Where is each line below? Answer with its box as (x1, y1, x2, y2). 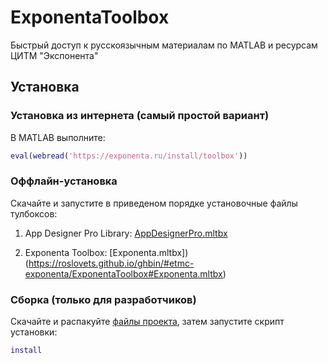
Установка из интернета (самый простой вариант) (10, 109, 270, 123)
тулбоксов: (10, 207, 58, 220)
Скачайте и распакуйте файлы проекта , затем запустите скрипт (10, 316, 285, 328)
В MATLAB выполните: (10, 131, 106, 143)
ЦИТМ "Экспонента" (10, 49, 99, 61)
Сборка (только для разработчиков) (10, 292, 197, 306)
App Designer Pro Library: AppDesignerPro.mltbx (24, 227, 228, 239)
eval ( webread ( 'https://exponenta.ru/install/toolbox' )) (10, 151, 248, 161)
